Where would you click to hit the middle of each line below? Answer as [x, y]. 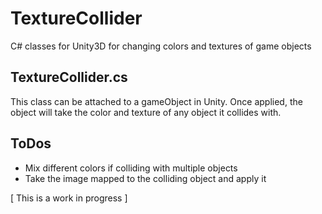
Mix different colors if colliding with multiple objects [131, 168]
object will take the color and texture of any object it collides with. [146, 112]
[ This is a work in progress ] [69, 198]
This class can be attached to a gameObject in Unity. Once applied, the [156, 101]
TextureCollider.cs [69, 77]
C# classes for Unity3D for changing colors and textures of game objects [161, 46]
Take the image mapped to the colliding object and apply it [145, 178]
